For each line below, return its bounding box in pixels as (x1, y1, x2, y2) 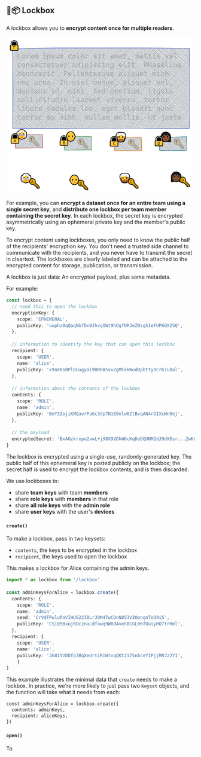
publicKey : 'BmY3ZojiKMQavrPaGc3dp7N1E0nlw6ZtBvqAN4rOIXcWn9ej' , (17, 411, 184, 417)
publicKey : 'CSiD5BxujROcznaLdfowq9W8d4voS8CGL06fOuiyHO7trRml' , (17, 621, 184, 627)
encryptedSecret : (11, 436, 55, 442)
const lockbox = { (6, 297, 52, 304)
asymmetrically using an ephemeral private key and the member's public (6, 218, 185, 226)
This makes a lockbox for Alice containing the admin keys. (6, 564, 150, 572)
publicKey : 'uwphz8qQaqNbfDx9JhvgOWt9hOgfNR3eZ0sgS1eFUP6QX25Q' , (17, 322, 184, 328)
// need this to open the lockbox (11, 303, 98, 310)
